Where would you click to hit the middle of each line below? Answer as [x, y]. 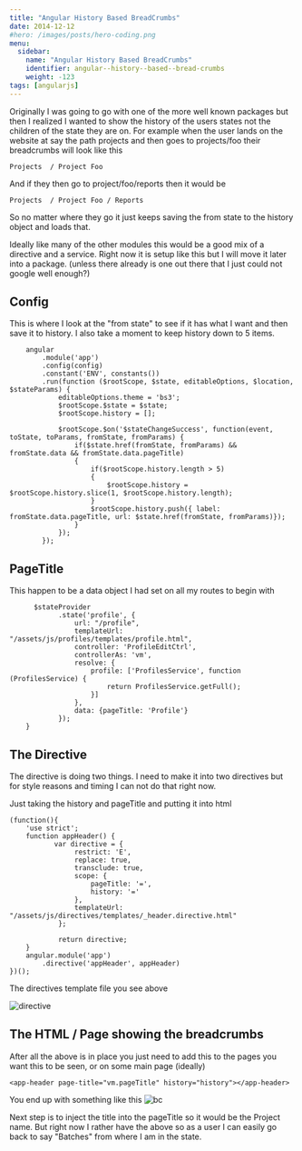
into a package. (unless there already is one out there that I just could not [146, 264]
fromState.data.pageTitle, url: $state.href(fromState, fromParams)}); [147, 517]
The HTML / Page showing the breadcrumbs [137, 1034]
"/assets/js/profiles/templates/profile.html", [101, 639]
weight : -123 [50, 77]
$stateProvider [62, 607]
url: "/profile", [107, 624]
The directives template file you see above [89, 988]
